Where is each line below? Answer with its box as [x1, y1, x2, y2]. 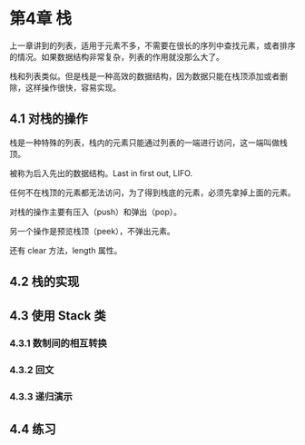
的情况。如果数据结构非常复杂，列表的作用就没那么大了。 [9, 51, 224, 62]
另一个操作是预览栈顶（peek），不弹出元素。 [9, 225, 175, 236]
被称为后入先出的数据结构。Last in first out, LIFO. [9, 167, 193, 178]
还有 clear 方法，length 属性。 [9, 244, 123, 255]
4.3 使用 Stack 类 [9, 308, 106, 323]
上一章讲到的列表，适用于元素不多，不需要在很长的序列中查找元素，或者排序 [9, 40, 296, 51]
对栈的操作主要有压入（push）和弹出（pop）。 [9, 206, 182, 217]
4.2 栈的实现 [9, 274, 80, 290]
